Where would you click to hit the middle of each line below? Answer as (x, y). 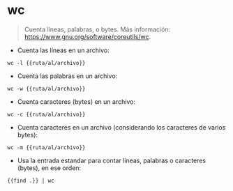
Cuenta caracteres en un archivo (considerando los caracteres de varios (121, 127)
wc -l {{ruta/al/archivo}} (46, 63)
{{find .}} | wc (31, 181)
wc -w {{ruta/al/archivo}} (46, 89)
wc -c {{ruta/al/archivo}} (46, 114)
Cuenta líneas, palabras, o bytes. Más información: (97, 29)
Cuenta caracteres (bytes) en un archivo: (76, 101)
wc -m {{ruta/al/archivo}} (46, 147)
